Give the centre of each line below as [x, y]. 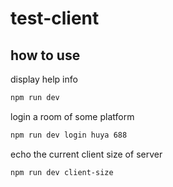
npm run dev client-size [62, 172]
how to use [45, 55]
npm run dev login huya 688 [69, 135]
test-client [55, 18]
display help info [44, 79]
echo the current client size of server [86, 154]
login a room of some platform [72, 116]
